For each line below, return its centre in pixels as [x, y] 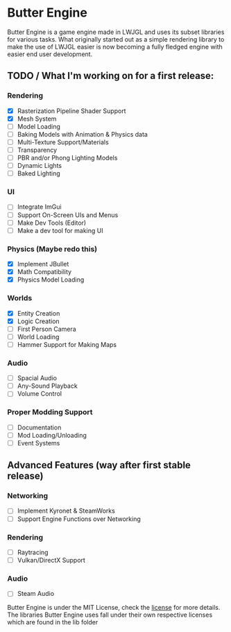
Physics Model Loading [51, 280]
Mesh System [37, 119]
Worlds [20, 298]
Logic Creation [38, 321]
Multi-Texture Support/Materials [63, 142]
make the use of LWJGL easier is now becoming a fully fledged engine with [115, 46]
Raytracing [33, 552]
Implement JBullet [43, 264]
